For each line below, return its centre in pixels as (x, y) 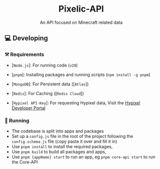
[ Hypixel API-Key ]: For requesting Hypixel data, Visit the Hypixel (76, 102)
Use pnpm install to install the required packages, (62, 146)
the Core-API (25, 162)
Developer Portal (28, 108)
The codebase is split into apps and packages (58, 131)
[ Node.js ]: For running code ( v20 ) (45, 65)
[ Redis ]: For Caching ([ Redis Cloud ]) (48, 93)
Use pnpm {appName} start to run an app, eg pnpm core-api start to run (83, 157)
